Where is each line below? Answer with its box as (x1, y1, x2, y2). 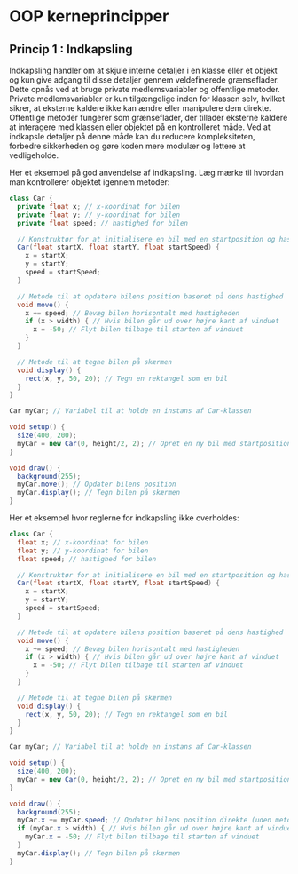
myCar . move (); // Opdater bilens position (17, 480, 176, 489)
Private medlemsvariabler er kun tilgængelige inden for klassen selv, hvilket (9, 93, 286, 104)
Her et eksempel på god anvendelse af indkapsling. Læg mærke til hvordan (9, 167, 284, 178)
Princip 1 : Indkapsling (9, 42, 133, 57)
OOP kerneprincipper (9, 6, 169, 27)
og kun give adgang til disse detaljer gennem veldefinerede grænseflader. (9, 75, 279, 85)
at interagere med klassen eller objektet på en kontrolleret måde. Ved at (9, 122, 271, 132)
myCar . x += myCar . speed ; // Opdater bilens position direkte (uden (17, 815, 272, 825)
